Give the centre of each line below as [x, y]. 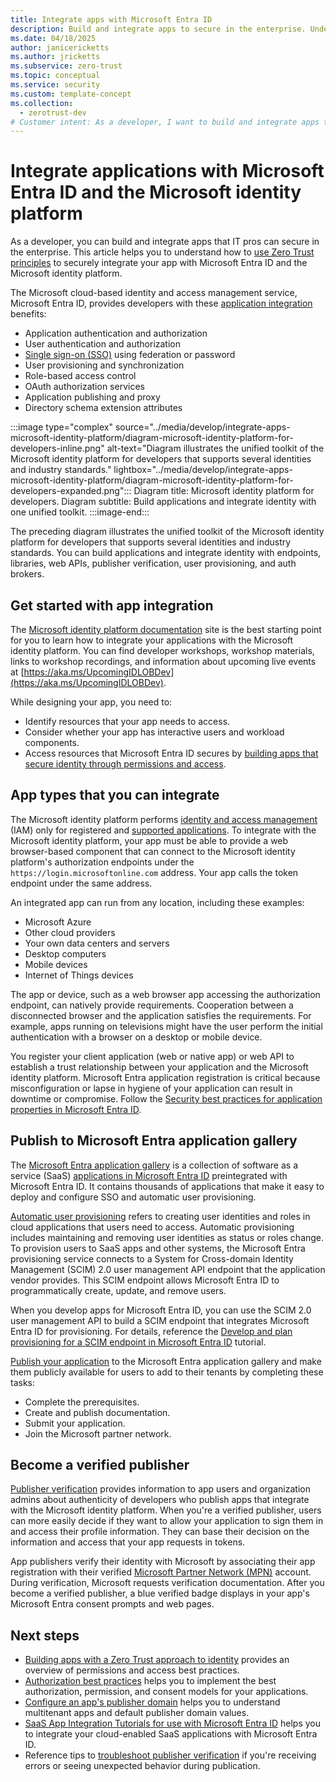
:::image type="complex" [61, 427]
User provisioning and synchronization [104, 365]
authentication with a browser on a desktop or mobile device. [136, 1037]
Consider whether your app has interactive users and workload [154, 732]
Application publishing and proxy [92, 397]
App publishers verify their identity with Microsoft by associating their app [163, 1562]
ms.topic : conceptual [55, 76]
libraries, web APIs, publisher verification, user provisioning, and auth [153, 563]
